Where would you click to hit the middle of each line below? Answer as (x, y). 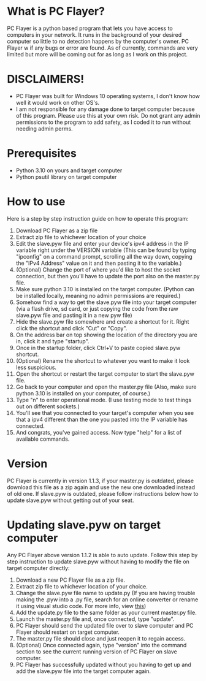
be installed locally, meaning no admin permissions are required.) (98, 295)
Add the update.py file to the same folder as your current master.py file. (106, 612)
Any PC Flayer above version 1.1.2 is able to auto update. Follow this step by (102, 555)
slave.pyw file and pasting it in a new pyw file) (74, 315)
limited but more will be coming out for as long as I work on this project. (97, 54)
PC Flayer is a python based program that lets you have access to (90, 28)
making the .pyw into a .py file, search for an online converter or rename (107, 599)
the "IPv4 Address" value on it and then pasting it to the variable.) (99, 263)
